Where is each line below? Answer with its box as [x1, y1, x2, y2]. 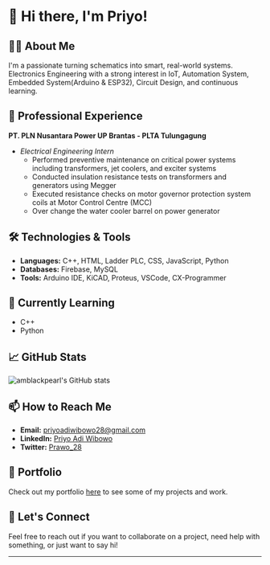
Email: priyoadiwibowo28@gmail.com [19, 425, 146, 435]
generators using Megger [31, 180, 117, 190]
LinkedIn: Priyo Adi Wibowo [19, 434, 113, 444]
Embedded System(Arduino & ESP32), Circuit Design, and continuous [8, 78, 239, 87]
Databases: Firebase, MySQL [19, 264, 119, 274]
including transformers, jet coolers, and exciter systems [31, 163, 217, 173]
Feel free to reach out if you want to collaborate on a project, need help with [8, 531, 260, 541]
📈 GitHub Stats [8, 350, 87, 364]
